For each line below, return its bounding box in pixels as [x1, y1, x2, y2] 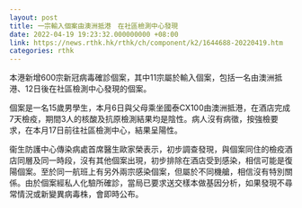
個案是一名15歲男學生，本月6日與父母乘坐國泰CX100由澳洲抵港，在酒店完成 [9, 102, 290, 113]
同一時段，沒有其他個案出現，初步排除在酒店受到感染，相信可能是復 [40, 155, 293, 166]
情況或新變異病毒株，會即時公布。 [16, 189, 144, 200]
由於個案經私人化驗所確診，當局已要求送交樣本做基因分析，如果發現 [24, 178, 277, 188]
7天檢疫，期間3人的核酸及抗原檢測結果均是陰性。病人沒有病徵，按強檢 [9, 114, 271, 125]
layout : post [9, 13, 58, 22]
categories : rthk [9, 47, 75, 56]
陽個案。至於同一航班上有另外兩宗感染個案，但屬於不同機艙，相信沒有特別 [9, 167, 285, 178]
